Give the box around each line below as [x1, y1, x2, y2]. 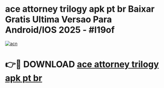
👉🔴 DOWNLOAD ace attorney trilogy [5, 59, 159, 70]
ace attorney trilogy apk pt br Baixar [5, 3, 155, 15]
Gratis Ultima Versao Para [5, 14, 112, 25]
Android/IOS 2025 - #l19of [5, 25, 115, 35]
